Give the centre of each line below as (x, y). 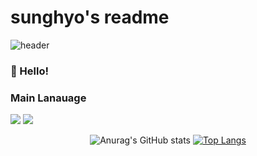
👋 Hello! (30, 71)
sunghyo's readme (90, 17)
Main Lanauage (48, 98)
